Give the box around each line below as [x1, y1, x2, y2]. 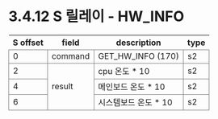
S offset [12, 37, 44, 48]
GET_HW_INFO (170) [98, 50, 179, 61]
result [51, 80, 74, 92]
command [51, 50, 90, 61]
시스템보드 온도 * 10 [98, 96, 173, 108]
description [115, 37, 161, 48]
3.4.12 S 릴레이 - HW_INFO [8, 7, 185, 26]
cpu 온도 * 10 [98, 65, 150, 76]
